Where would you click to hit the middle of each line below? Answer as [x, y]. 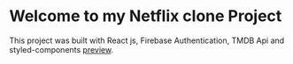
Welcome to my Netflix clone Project [146, 16]
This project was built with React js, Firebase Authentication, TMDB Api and [147, 40]
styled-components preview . [61, 49]
